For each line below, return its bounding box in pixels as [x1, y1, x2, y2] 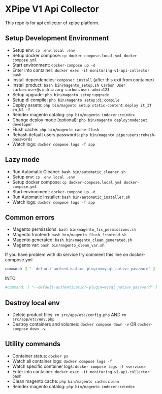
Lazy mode [5, 155, 40, 164]
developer [12, 122, 33, 127]
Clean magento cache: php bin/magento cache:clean [12, 378, 119, 384]
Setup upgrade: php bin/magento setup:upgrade [12, 91, 109, 97]
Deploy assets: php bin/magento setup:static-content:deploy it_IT [12, 102, 152, 108]
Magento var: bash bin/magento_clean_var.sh [12, 242, 105, 248]
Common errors [5, 213, 55, 221]
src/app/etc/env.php [12, 317, 55, 322]
